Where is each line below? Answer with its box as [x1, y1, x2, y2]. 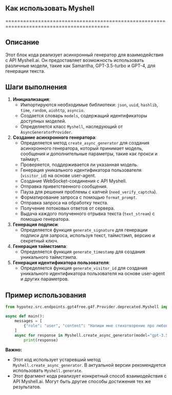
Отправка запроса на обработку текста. [20, 200, 109, 206]
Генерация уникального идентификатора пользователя [20, 167, 142, 173]
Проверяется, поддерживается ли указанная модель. [20, 161, 139, 168]
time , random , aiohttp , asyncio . [20, 107, 85, 113]
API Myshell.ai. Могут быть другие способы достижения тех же [12, 379, 151, 385]
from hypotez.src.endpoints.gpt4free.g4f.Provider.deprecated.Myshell [5, 304, 159, 309]
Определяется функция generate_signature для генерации [20, 227, 148, 233]
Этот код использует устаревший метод [12, 357, 101, 363]
